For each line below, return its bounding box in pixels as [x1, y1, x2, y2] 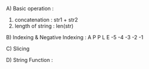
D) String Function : [6, 57, 53, 63]
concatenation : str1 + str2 [14, 16, 78, 23]
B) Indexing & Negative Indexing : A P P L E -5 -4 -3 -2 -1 [6, 34, 144, 40]
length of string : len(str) [14, 23, 74, 29]
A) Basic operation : [6, 5, 54, 12]
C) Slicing [6, 45, 30, 52]
